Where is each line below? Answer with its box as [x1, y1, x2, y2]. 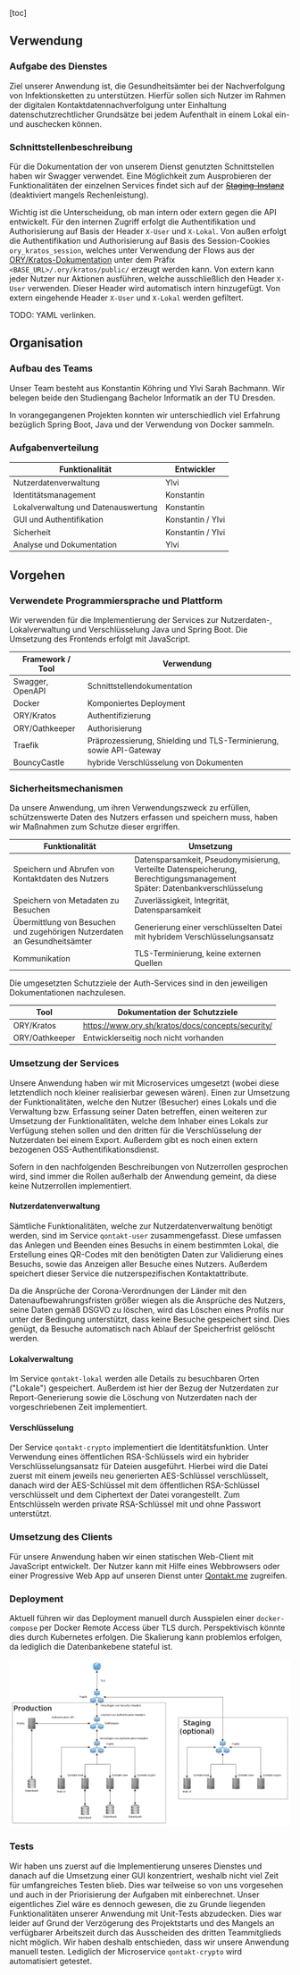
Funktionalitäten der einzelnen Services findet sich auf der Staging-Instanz [9, 180, 285, 190]
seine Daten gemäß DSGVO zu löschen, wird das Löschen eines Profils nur [9, 1304, 284, 1315]
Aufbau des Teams [9, 362, 94, 374]
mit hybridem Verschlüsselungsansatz [133, 931, 275, 942]
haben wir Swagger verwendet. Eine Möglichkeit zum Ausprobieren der [9, 170, 272, 181]
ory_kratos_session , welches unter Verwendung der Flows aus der [9, 245, 255, 256]
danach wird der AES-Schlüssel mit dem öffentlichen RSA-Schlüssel [9, 1480, 261, 1491]
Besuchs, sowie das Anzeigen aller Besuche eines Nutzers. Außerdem [9, 1258, 268, 1269]
